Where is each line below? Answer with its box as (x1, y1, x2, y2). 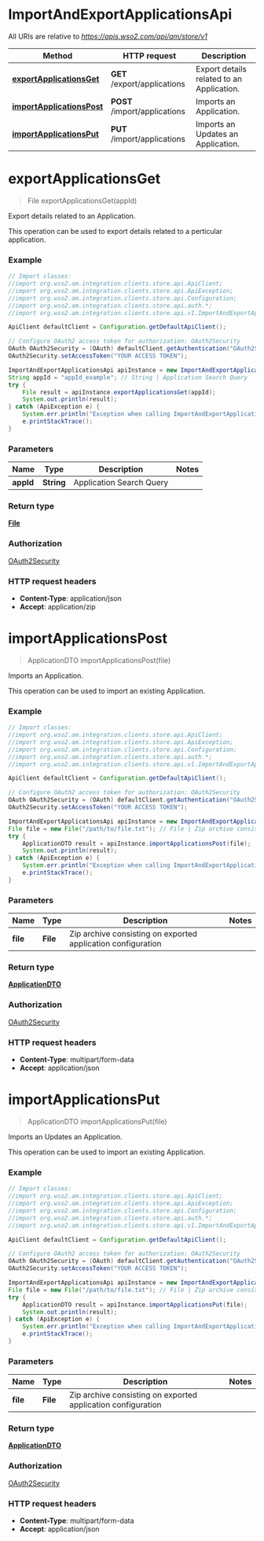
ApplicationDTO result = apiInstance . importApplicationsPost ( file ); (22, 839, 251, 847)
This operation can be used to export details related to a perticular (8, 226, 222, 235)
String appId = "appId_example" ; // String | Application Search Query (8, 373, 247, 381)
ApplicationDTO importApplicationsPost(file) (27, 655, 171, 665)
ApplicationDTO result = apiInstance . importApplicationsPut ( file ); (22, 1301, 247, 1309)
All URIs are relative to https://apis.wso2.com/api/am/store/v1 (8, 31, 208, 41)
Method (42, 50, 73, 61)
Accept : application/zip (19, 602, 96, 611)
